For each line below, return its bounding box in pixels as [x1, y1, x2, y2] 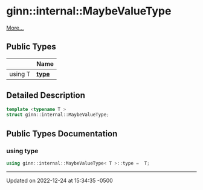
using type [6, 147, 39, 155]
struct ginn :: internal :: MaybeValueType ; [6, 112, 110, 118]
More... [6, 24, 24, 31]
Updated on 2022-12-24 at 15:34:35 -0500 [6, 177, 113, 184]
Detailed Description [6, 90, 86, 101]
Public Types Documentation [6, 128, 118, 139]
